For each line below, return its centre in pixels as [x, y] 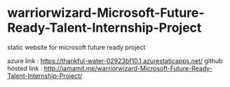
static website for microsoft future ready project [76, 47]
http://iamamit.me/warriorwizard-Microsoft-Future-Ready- [128, 68]
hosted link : [25, 68]
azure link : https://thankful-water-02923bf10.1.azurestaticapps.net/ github [115, 60]
